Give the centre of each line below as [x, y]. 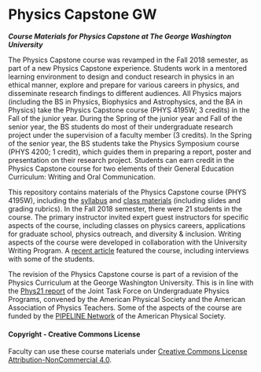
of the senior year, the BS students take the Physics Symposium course [124, 143]
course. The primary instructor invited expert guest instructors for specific [129, 217]
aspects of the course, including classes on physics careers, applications [127, 225]
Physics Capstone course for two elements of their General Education [121, 168]
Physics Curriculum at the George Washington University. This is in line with [131, 282]
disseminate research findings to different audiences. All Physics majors [125, 93]
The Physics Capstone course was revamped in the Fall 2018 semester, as [129, 60]
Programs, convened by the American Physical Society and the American [127, 299]
